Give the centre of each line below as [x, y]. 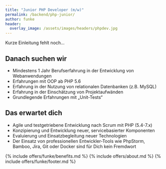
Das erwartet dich [34, 113]
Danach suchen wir [36, 58]
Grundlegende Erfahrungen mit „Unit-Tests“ [57, 97]
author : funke [20, 19]
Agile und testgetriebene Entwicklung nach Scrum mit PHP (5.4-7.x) [82, 125]
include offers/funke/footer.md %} [41, 161]
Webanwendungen [32, 76]
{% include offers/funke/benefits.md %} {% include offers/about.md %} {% [83, 156]
